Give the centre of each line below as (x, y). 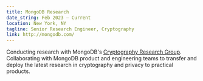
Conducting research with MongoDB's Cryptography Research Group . (94, 52)
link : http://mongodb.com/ (40, 35)
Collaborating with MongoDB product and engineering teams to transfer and (102, 58)
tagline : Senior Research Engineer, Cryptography (71, 29)
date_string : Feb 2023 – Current (49, 18)
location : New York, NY (36, 23)
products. (18, 71)
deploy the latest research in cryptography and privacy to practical (90, 65)
